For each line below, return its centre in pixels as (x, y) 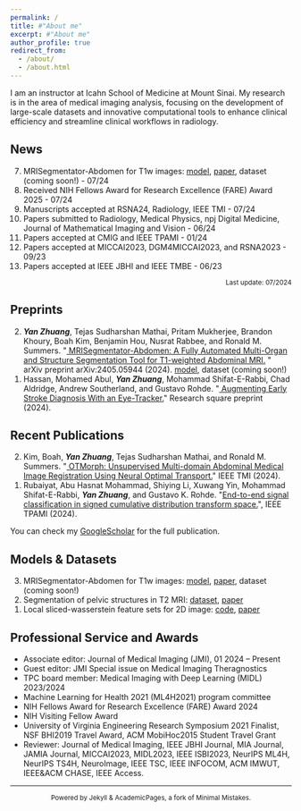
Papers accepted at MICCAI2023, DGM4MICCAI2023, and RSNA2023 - (155, 247)
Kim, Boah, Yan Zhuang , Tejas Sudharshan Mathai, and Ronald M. (145, 457)
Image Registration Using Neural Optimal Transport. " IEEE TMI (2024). (151, 476)
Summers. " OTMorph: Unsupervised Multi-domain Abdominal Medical (153, 467)
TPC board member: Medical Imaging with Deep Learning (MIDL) (142, 678)
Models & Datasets (63, 559)
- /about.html (44, 68)
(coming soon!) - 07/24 (66, 181)
